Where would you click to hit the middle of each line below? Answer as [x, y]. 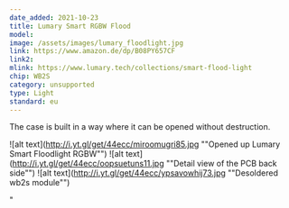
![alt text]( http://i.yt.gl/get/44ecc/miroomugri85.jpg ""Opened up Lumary [145, 144]
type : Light [32, 93]
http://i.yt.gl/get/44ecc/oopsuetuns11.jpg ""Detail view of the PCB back [144, 164]
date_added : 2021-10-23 [54, 18]
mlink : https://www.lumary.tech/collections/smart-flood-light [131, 68]
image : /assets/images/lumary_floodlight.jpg [96, 43]
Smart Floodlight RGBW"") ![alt [66, 154]
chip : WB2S [30, 77]
